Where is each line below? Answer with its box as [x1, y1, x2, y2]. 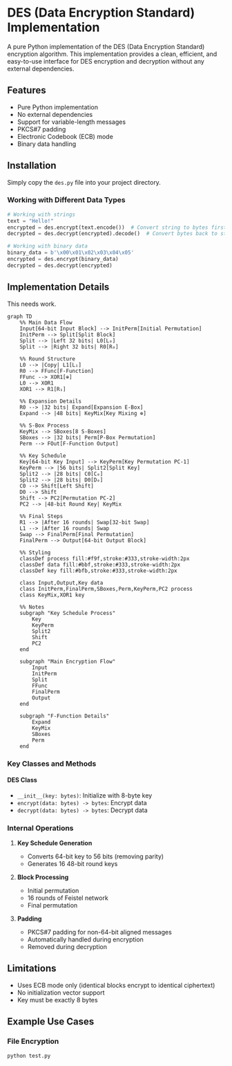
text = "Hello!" [7, 217, 54, 224]
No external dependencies [17, 110, 93, 118]
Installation [7, 160, 57, 172]
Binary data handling [17, 140, 77, 148]
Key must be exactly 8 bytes [17, 995, 98, 1004]
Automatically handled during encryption [27, 935, 144, 944]
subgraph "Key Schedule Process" [19, 609, 116, 616]
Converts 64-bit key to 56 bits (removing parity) [27, 852, 164, 861]
